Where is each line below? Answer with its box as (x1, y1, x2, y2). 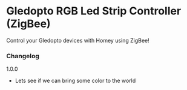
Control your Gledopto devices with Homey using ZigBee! (6, 37, 149, 44)
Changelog (6, 52, 39, 60)
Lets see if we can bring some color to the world (15, 77, 136, 85)
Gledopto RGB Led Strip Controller (6, 4, 182, 18)
